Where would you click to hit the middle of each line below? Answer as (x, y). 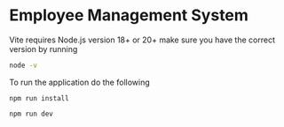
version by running (43, 49)
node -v (24, 65)
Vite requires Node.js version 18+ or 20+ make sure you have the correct (142, 40)
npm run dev (31, 114)
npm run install (39, 98)
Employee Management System (129, 15)
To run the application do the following (80, 82)
